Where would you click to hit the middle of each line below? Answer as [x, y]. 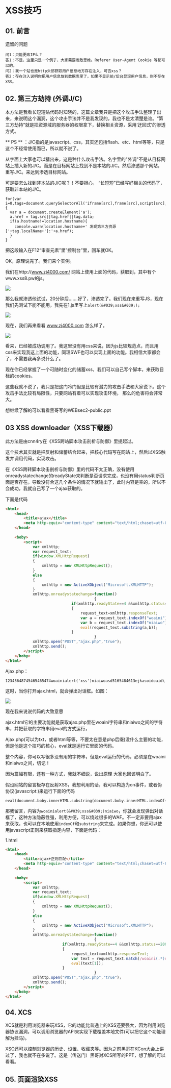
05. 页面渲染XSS [32, 1079]
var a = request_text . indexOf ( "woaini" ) [124, 618]
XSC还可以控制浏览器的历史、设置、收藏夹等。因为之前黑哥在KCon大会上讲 [85, 1049]
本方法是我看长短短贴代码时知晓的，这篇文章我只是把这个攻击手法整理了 [81, 112]
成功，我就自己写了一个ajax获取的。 [47, 488]
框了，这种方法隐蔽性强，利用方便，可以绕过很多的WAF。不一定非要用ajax [83, 817]
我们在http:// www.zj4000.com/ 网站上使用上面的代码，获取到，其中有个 [81, 271]
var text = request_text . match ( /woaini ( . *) [118, 958]
